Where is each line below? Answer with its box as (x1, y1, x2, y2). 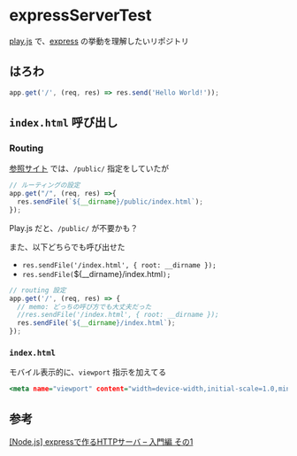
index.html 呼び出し (9, 115, 118, 130)
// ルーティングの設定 (9, 181, 80, 190)
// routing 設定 (9, 285, 66, 295)
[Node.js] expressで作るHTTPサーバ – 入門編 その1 (9, 437, 194, 447)
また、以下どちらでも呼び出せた (9, 241, 126, 252)
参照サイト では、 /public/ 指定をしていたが (9, 163, 170, 174)
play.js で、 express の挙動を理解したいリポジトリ (9, 35, 190, 46)
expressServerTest (9, 5, 152, 26)
